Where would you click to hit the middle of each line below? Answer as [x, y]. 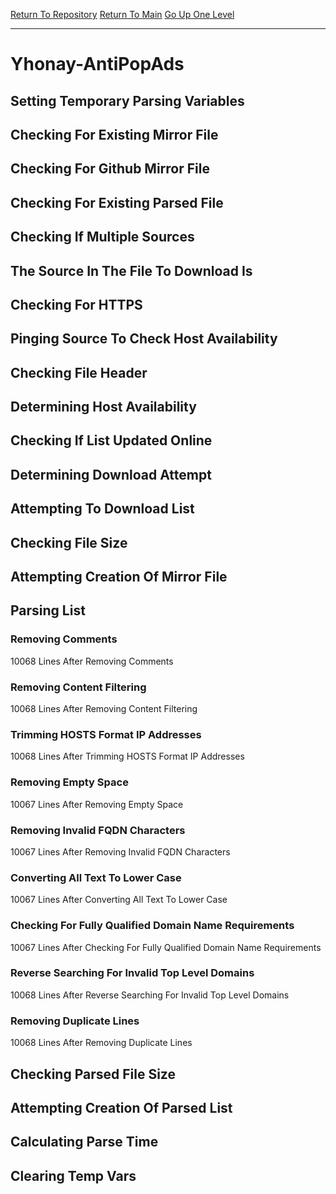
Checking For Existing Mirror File [114, 134]
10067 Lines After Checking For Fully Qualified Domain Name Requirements [166, 947]
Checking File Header [79, 372]
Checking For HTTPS [76, 304]
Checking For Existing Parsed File [117, 202]
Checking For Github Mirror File [110, 169]
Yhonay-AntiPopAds [97, 64]
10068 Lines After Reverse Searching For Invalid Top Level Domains [150, 995]
